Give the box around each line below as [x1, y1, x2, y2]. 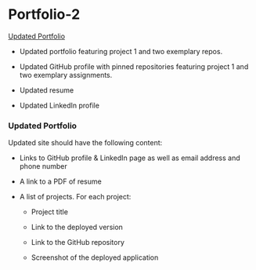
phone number [19, 162, 68, 171]
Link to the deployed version [31, 222, 124, 232]
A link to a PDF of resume [19, 177, 102, 186]
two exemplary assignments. [19, 70, 113, 79]
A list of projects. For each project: [19, 192, 132, 202]
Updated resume [19, 85, 74, 95]
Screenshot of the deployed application [31, 253, 159, 262]
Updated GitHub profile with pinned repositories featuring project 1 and [19, 61, 249, 71]
